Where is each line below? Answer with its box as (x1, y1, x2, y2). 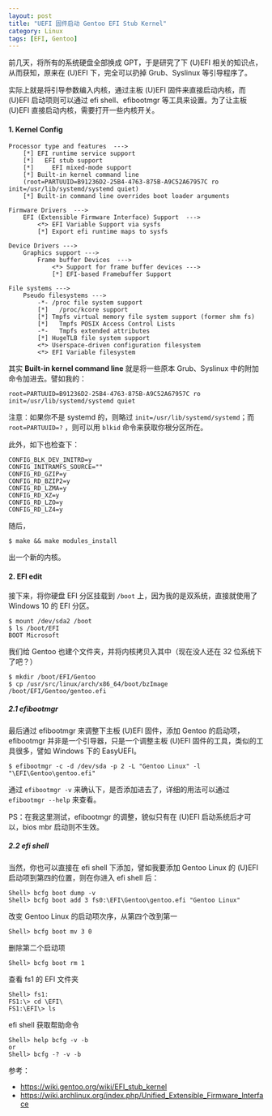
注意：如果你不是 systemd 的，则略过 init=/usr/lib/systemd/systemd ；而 (8, 412, 255, 422)
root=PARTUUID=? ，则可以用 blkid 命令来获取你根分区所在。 (8, 423, 208, 433)
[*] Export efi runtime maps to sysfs (37, 228, 168, 236)
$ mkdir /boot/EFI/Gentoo (8, 673, 96, 681)
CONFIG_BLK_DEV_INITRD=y (8, 456, 92, 464)
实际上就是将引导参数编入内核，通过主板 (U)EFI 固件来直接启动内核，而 (8, 85, 246, 95)
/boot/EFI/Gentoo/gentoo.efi (8, 687, 107, 695)
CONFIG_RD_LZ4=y (8, 506, 63, 514)
